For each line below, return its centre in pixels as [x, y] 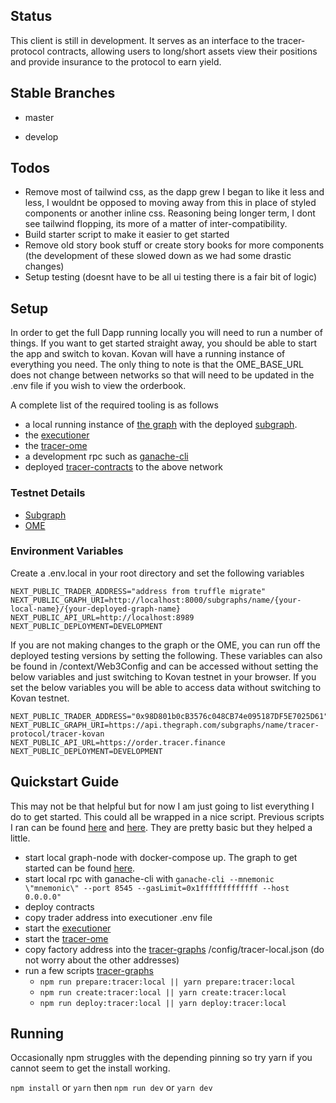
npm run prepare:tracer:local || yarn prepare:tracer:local [167, 982]
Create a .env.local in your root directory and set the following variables [157, 573]
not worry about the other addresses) [102, 960]
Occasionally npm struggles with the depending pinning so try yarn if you [161, 1058]
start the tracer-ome [66, 938]
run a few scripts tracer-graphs [89, 970]
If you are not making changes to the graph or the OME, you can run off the [165, 645]
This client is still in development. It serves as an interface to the [142, 40]
